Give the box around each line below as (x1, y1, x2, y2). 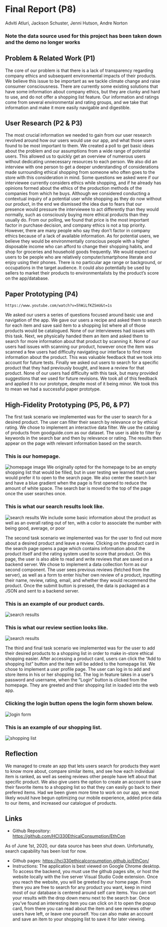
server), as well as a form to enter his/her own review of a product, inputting (5, 572, 161, 578)
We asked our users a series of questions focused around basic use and (5, 312, 153, 318)
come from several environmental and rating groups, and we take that (5, 99, 148, 105)
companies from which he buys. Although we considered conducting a (5, 191, 150, 197)
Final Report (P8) (5, 3, 76, 15)
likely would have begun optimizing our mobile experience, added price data (5, 795, 162, 801)
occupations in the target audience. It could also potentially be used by (5, 265, 151, 271)
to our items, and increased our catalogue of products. (5, 800, 117, 806)
